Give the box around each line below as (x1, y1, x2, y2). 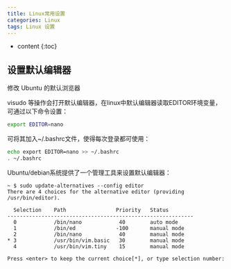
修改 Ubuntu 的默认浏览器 (7, 84, 81, 92)
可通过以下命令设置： (7, 107, 68, 115)
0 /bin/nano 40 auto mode (13, 218, 178, 226)
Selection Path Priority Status (13, 206, 169, 213)
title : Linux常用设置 (7, 10, 66, 17)
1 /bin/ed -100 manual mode (13, 225, 185, 231)
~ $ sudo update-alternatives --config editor (7, 182, 144, 189)
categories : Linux (7, 17, 60, 24)
